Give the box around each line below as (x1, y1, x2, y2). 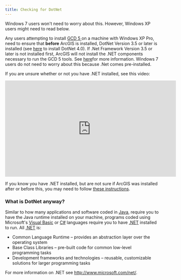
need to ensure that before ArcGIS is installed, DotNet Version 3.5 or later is (5, 40, 158, 46)
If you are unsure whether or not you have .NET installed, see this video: (5, 70, 150, 76)
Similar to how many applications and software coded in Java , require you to (5, 209, 159, 215)
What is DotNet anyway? (5, 198, 65, 205)
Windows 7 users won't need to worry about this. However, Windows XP (5, 21, 151, 26)
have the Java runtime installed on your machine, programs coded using (5, 214, 151, 220)
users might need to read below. (5, 25, 70, 32)
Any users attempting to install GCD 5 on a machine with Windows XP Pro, (5, 35, 155, 41)
